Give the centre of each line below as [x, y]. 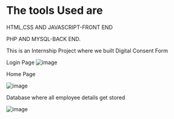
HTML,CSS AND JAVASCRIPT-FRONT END [60, 27]
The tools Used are [55, 11]
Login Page [21, 62]
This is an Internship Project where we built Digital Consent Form [87, 50]
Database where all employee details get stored [66, 97]
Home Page [21, 74]
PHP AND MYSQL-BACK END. [43, 39]
